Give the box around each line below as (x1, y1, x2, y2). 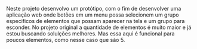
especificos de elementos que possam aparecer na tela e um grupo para (6, 18, 185, 24)
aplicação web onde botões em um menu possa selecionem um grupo (6, 11, 179, 18)
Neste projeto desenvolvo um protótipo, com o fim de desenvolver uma (6, 5, 181, 12)
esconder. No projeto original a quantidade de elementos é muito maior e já (6, 24, 192, 31)
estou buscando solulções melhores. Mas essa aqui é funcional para (6, 30, 175, 37)
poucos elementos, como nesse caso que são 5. (6, 37, 125, 43)
